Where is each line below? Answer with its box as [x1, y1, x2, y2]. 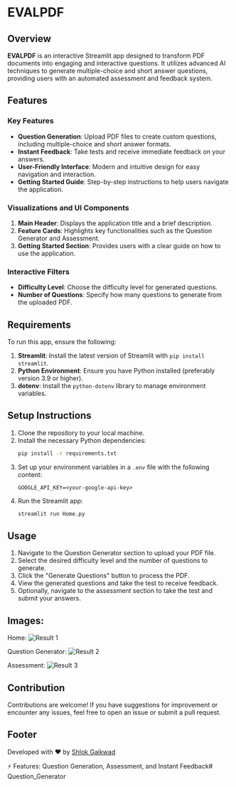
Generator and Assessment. [17, 234, 100, 242]
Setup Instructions [7, 409, 92, 422]
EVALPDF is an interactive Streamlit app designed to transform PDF [7, 51, 205, 60]
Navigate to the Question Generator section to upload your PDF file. [17, 549, 216, 557]
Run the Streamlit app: [17, 496, 83, 505]
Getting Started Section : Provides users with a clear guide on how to [17, 241, 221, 250]
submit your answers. [17, 594, 82, 603]
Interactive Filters [7, 267, 70, 277]
